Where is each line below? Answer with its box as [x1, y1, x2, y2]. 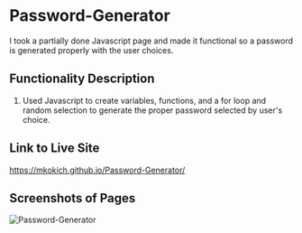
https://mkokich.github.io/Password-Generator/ [9, 164, 186, 175]
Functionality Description [9, 71, 155, 87]
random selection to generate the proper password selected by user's [22, 105, 283, 116]
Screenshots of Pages [9, 191, 136, 206]
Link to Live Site [9, 141, 100, 156]
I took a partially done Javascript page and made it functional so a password [9, 35, 294, 46]
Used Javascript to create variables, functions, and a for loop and [22, 95, 267, 106]
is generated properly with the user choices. [9, 44, 174, 55]
